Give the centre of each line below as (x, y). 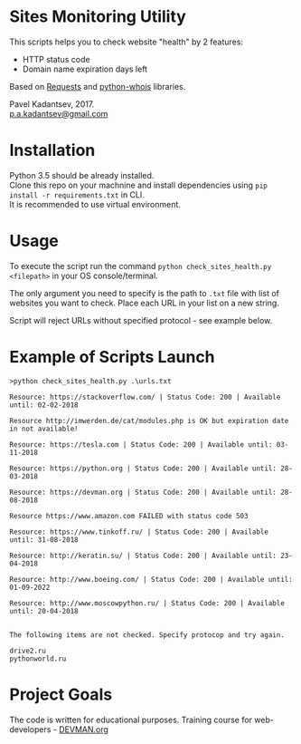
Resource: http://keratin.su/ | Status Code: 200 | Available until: (143, 556)
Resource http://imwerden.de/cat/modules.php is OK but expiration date (149, 420)
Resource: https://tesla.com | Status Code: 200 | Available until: (141, 444)
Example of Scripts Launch (112, 357)
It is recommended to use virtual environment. (95, 204)
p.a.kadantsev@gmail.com (59, 113)
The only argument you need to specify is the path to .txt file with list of (145, 293)
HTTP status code (56, 59)
